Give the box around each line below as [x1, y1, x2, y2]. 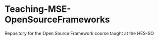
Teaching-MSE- [4, 3, 71, 15]
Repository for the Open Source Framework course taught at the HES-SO [4, 30, 154, 36]
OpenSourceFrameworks [4, 14, 110, 25]
